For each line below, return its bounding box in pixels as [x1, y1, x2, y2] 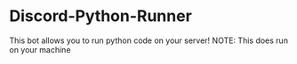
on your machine [9, 44, 71, 54]
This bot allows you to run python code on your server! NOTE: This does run [9, 35, 289, 46]
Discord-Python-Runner [9, 6, 193, 26]
